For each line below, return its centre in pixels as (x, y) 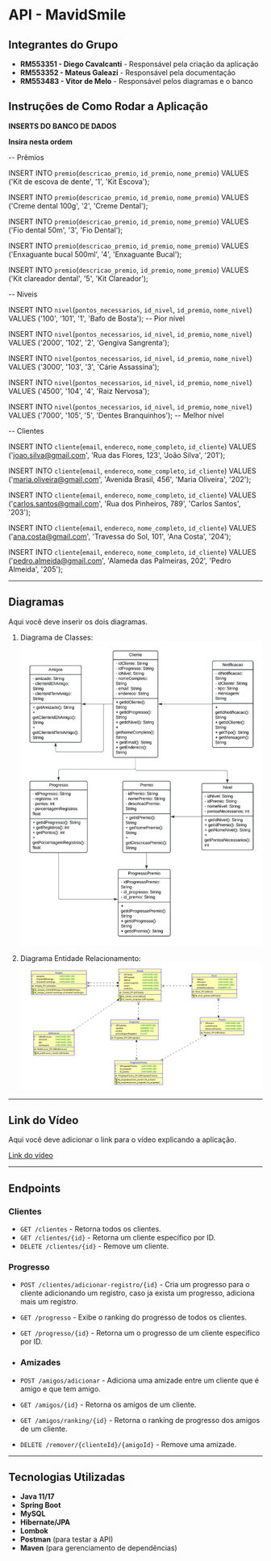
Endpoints (35, 1188)
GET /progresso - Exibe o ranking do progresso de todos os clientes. (133, 1317)
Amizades (40, 1362)
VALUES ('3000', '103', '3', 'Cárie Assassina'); (84, 367)
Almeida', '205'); (35, 569)
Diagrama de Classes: (56, 637)
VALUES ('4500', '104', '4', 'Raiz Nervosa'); (79, 391)
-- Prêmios (26, 157)
